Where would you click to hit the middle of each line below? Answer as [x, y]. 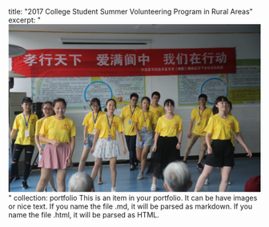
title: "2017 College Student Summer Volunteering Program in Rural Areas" [131, 12]
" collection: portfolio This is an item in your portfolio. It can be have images [133, 197]
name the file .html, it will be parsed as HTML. [84, 214]
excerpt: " [25, 20]
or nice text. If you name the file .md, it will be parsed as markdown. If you [130, 206]
